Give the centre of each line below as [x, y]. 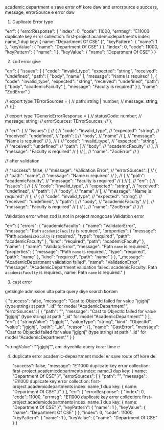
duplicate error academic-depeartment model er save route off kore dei [84, 356]
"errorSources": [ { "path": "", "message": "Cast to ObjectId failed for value [81, 311]
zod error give [26, 61]
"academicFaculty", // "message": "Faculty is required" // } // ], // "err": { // [80, 181]
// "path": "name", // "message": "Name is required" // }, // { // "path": [75, 175]
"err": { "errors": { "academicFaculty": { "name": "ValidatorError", [70, 226]
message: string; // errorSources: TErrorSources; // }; [59, 121]
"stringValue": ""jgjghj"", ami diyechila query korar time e [62, 347]
